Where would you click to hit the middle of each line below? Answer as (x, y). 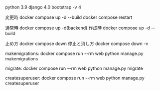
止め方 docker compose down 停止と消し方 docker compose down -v (77, 44)
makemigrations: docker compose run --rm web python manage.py (74, 53)
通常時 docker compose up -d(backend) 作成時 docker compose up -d (78, 28)
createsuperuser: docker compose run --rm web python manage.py (75, 78)
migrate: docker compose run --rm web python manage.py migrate (74, 68)
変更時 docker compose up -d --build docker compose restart (69, 17)
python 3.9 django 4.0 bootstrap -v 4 (43, 7)
